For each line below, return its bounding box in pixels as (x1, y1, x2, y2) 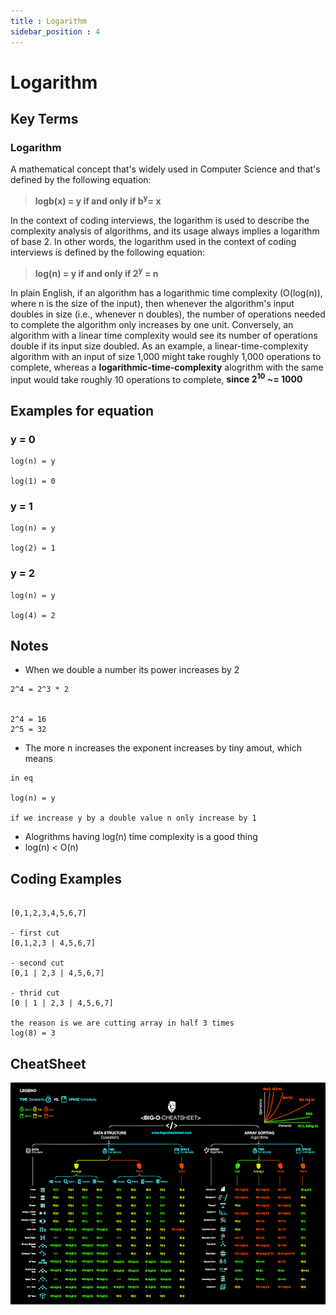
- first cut (10, 928, 60, 939)
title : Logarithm (10, 16, 87, 26)
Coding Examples (10, 870, 123, 887)
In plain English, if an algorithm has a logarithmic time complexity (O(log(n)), (10, 286, 323, 299)
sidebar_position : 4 (10, 26, 101, 37)
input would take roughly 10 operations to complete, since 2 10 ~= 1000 (10, 371, 303, 385)
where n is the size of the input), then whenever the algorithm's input (10, 297, 295, 309)
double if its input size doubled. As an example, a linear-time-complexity (10, 340, 309, 352)
